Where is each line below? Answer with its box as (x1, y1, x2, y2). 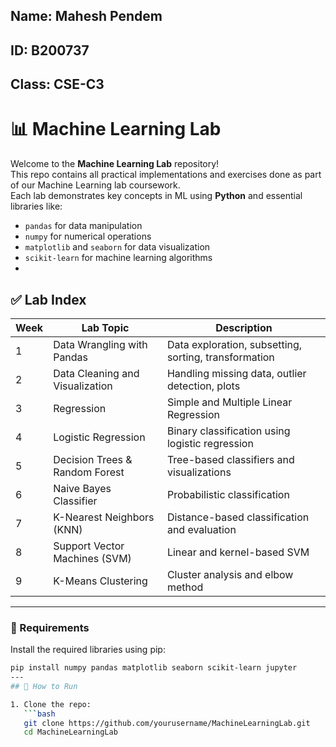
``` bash (23, 709, 56, 719)
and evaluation (166, 522, 237, 536)
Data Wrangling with (53, 337, 148, 351)
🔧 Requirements (10, 620, 90, 634)
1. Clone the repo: (10, 699, 92, 709)
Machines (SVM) (53, 551, 132, 565)
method (166, 580, 204, 594)
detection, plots (166, 379, 241, 393)
